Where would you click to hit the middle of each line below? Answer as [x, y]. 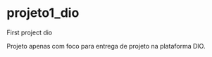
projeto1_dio [43, 13]
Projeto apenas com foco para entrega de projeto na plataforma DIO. [106, 46]
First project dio [30, 32]
